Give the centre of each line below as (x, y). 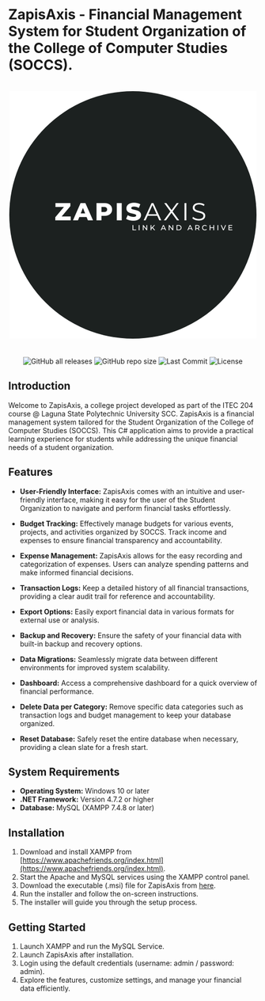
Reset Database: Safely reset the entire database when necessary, (129, 739)
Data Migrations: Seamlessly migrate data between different (119, 659)
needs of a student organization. (61, 447)
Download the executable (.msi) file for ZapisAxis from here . (117, 885)
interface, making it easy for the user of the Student (131, 500)
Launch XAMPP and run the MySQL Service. (92, 946)
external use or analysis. (60, 620)
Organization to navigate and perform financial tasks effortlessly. (125, 508)
